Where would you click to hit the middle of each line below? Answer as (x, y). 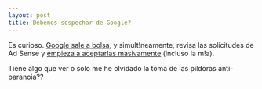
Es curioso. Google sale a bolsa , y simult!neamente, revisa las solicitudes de (131, 44)
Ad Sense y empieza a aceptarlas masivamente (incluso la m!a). (111, 53)
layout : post (29, 15)
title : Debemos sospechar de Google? (70, 23)
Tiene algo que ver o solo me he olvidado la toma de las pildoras (113, 68)
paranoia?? (26, 77)
